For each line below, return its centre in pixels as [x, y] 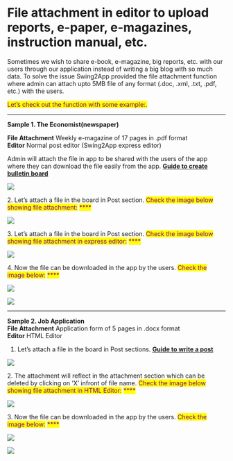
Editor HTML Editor [35, 335]
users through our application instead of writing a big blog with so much [110, 69]
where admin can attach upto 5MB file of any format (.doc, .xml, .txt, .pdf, [112, 83]
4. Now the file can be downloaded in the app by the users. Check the [107, 267]
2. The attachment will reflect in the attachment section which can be [106, 376]
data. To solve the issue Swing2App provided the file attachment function [112, 76]
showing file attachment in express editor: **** [74, 241]
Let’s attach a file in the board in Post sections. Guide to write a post [115, 349]
